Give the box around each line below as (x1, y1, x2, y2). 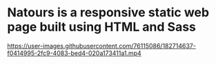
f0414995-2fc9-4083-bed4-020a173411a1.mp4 (7, 49, 141, 57)
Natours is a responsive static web (7, 5, 209, 20)
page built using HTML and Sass (7, 19, 197, 35)
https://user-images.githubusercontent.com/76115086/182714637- (7, 42, 197, 50)
